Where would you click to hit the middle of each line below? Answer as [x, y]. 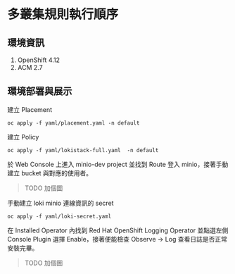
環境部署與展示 [40, 91]
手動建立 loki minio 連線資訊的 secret [61, 203]
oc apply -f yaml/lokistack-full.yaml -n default [83, 150]
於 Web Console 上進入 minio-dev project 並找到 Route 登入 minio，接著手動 [118, 164]
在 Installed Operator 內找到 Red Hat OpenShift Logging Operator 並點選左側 [118, 230]
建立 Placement [30, 109]
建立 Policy [23, 137]
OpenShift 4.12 [39, 60]
